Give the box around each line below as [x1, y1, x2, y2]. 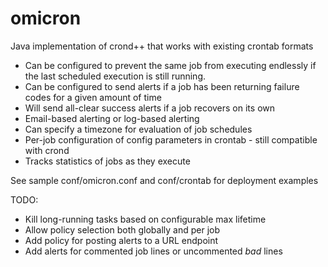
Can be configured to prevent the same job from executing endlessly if [24, 59, 317, 71]
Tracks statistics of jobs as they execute [24, 155, 191, 167]
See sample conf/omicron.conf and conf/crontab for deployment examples [10, 174, 319, 186]
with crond [24, 144, 70, 156]
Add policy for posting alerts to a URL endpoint [24, 234, 219, 246]
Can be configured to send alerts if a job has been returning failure [24, 80, 300, 92]
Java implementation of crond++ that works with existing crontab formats [10, 40, 314, 52]
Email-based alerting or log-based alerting [24, 112, 200, 124]
